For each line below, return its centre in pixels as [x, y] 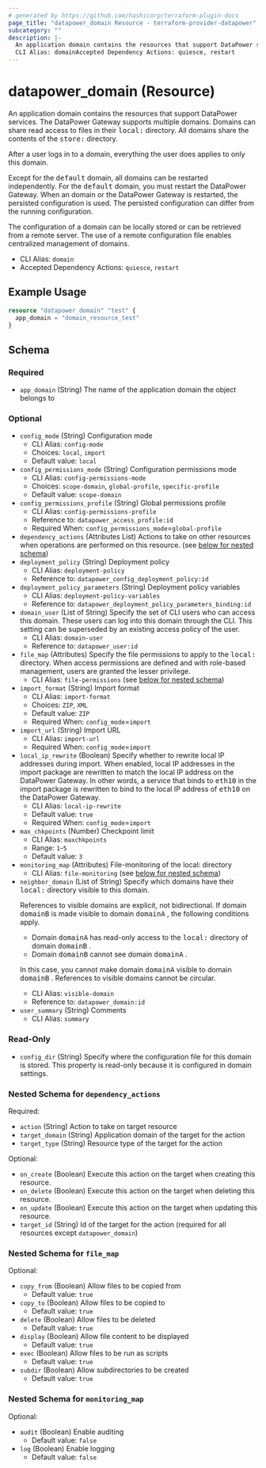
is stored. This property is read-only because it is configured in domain [135, 1065]
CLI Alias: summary [60, 1019]
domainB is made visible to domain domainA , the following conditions [134, 914]
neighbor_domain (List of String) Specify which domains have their [127, 882]
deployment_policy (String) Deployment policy [95, 562]
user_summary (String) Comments [73, 1010]
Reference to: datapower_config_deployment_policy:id [120, 579]
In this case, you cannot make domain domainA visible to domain [125, 970]
